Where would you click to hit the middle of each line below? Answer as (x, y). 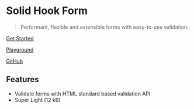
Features (22, 79)
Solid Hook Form (47, 11)
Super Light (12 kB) (37, 100)
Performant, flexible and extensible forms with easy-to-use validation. (104, 27)
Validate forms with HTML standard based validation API (82, 93)
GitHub (15, 61)
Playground (20, 50)
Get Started (20, 38)
